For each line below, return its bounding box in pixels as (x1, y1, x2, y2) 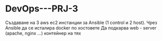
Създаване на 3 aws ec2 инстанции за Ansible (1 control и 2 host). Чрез (5, 19, 157, 25)
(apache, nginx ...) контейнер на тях (5, 30, 82, 36)
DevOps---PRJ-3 (5, 3, 78, 14)
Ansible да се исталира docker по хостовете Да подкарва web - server (5, 24, 157, 30)
